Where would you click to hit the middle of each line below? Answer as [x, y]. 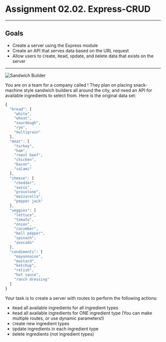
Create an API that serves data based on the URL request [71, 50]
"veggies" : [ [23, 210]
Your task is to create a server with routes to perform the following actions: [81, 298]
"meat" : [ [20, 141]
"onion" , [23, 224]
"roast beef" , [28, 155]
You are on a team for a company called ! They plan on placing [69, 85]
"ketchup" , [25, 266]
